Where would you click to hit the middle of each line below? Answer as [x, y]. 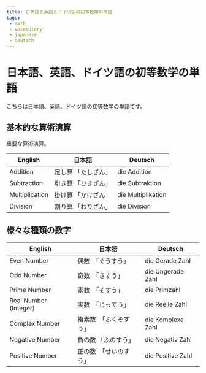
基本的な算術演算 [39, 127]
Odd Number [28, 275]
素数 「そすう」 [101, 290]
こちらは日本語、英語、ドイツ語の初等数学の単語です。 [76, 106]
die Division [134, 206]
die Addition [135, 171]
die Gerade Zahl [168, 260]
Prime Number [30, 290]
